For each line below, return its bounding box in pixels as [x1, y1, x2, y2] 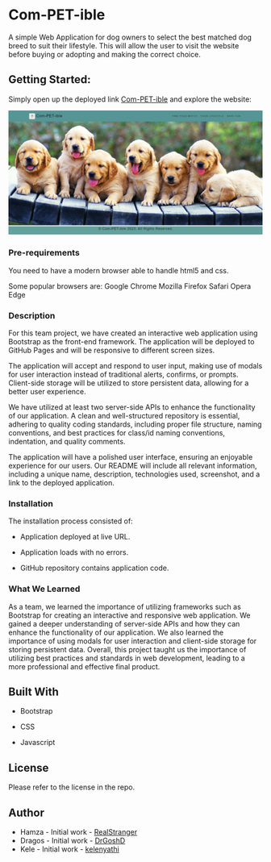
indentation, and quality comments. [8, 436, 126, 446]
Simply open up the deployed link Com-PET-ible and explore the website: [8, 94, 252, 104]
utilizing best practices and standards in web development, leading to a [8, 653, 246, 663]
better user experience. [8, 386, 86, 396]
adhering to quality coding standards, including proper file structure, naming [8, 419, 262, 429]
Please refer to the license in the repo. [8, 782, 135, 792]
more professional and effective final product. [8, 661, 161, 671]
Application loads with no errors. [19, 548, 129, 557]
